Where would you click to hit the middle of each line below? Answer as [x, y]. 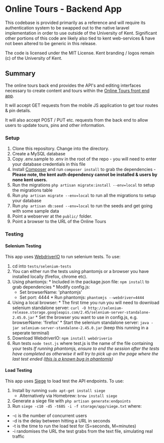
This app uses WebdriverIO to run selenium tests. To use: [63, 257]
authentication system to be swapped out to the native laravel [67, 27]
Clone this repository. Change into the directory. [60, 148]
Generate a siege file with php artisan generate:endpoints [71, 401]
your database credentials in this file [49, 164]
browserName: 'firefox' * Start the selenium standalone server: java [81, 322]
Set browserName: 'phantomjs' [51, 292]
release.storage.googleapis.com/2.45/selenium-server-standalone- [81, 313]
